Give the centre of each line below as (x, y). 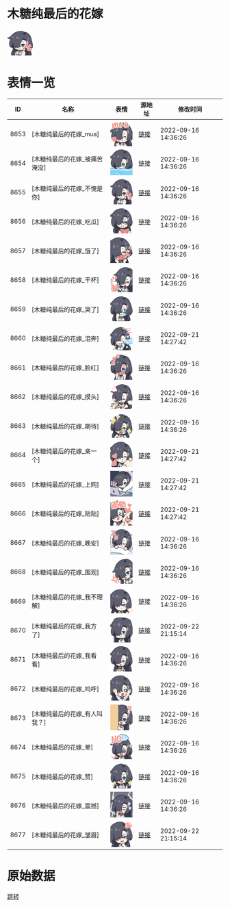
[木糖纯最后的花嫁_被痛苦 (67, 159)
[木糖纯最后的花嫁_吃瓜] (65, 221)
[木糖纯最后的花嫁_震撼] (65, 806)
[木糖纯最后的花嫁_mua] (66, 134)
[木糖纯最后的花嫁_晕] (63, 748)
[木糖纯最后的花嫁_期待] (65, 426)
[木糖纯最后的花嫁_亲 (61, 451)
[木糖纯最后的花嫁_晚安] (65, 543)
